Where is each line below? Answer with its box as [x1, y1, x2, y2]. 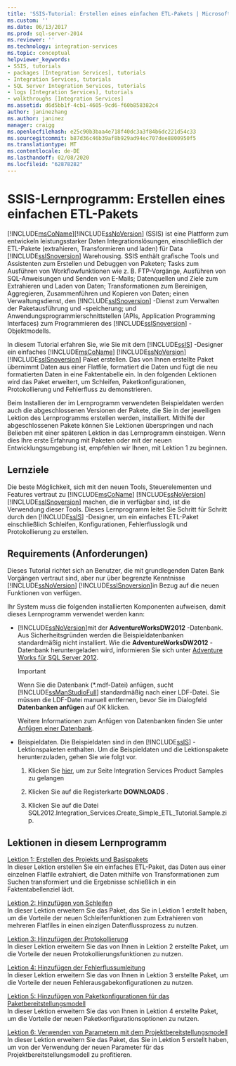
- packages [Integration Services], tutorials [7, 69, 146, 76]
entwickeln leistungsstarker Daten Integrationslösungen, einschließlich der [7, 236, 223, 245]
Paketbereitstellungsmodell [7, 1000, 86, 1008]
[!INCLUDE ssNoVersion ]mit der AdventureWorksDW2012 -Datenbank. [17, 623, 223, 632]
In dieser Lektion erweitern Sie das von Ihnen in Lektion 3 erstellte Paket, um [7, 971, 229, 979]
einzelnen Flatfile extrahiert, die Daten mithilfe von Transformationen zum [7, 870, 220, 879]
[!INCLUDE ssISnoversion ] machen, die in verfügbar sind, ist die [7, 497, 191, 506]
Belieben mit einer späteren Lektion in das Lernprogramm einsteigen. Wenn [7, 429, 226, 437]
